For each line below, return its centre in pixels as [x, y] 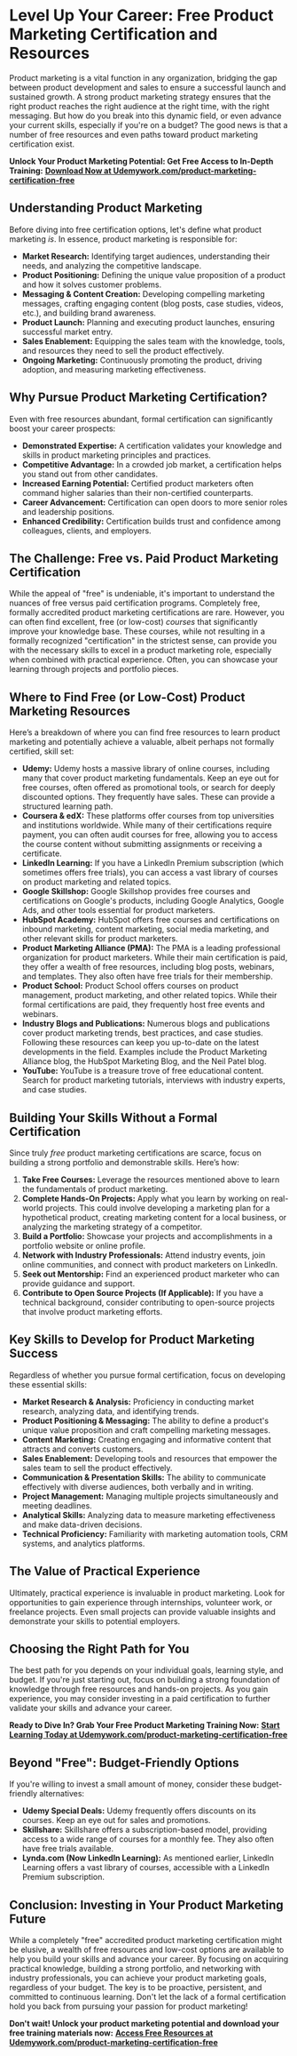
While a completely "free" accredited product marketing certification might [146, 1940]
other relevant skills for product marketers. [100, 939]
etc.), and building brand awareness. [89, 313]
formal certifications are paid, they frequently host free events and [144, 1004]
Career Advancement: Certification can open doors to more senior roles [155, 502]
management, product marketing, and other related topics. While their [149, 996]
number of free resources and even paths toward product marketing [134, 134]
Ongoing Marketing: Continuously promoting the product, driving [142, 360]
